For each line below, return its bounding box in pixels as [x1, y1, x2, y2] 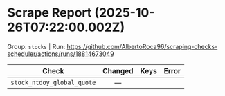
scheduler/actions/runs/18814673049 [7, 50, 114, 58]
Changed [102, 66, 134, 75]
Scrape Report [7, 5, 92, 21]
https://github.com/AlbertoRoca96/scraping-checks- [66, 42, 218, 50]
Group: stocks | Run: [7, 42, 66, 50]
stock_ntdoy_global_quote [10, 78, 96, 86]
